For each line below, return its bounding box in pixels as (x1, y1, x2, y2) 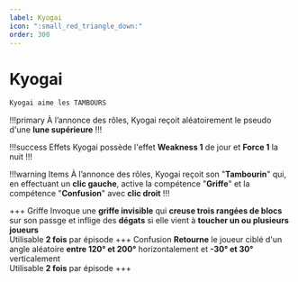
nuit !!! (9, 151, 33, 162)
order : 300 (9, 30, 50, 39)
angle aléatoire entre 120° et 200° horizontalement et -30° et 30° (9, 244, 254, 255)
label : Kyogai (9, 13, 63, 23)
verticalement (9, 253, 61, 264)
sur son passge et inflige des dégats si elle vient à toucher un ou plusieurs (9, 215, 290, 226)
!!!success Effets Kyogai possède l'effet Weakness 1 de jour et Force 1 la (9, 141, 279, 153)
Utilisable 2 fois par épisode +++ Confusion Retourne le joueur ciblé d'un (9, 234, 283, 245)
